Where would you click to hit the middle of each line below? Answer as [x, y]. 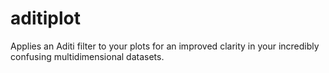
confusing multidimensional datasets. [87, 56]
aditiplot [45, 18]
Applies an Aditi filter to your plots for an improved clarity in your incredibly [165, 46]
